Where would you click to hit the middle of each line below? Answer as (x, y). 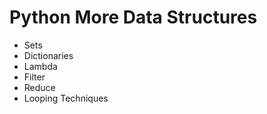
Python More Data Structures (133, 17)
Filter (34, 77)
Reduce (39, 87)
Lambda (40, 66)
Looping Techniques (66, 98)
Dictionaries (48, 55)
